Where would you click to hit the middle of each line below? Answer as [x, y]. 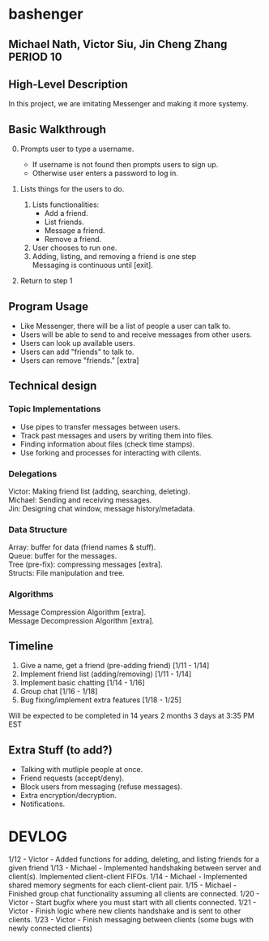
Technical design [53, 386]
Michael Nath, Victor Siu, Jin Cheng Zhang [118, 44]
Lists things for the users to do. [72, 189]
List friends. [64, 222]
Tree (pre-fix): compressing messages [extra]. [86, 564]
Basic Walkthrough [58, 129]
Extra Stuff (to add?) [61, 750]
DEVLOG [38, 837]
